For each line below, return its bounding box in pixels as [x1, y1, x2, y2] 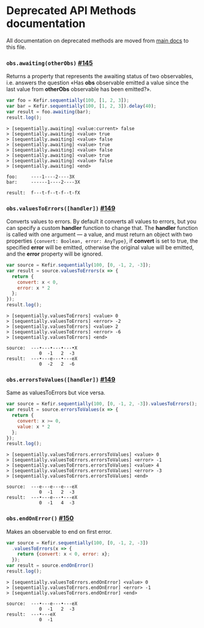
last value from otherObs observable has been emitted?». [6, 86, 152, 93]
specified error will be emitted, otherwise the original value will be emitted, [6, 244, 194, 251]
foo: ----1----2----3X [6, 174, 75, 180]
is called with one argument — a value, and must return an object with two [6, 231, 193, 238]
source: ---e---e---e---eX [6, 484, 78, 490]
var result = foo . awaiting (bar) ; [6, 108, 91, 115]
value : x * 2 [17, 423, 51, 430]
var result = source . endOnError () [6, 563, 94, 569]
